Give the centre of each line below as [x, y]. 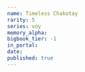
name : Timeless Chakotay [42, 13]
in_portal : [23, 45]
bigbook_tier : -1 [32, 39]
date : [15, 52]
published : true [30, 58]
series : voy [24, 26]
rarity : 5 [21, 20]
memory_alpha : [27, 33]
